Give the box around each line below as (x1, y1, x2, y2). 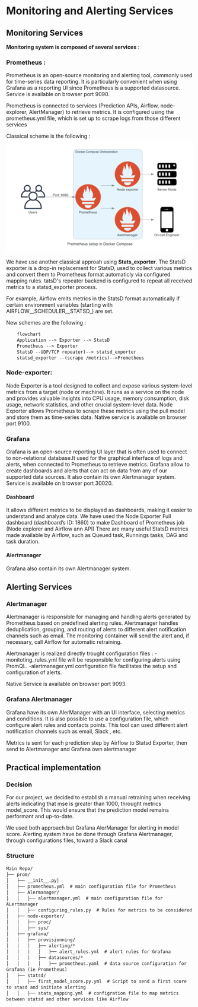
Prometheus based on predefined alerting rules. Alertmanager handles (6, 620, 179, 627)
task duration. (6, 538, 40, 545)
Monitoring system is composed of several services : (6, 43, 140, 50)
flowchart (17, 331, 41, 337)
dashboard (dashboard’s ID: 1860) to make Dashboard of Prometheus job (6, 519, 185, 526)
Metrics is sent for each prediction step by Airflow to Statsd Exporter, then (6, 739, 188, 746)
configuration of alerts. (6, 669, 62, 676)
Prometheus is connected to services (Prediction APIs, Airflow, (6, 102, 159, 109)
